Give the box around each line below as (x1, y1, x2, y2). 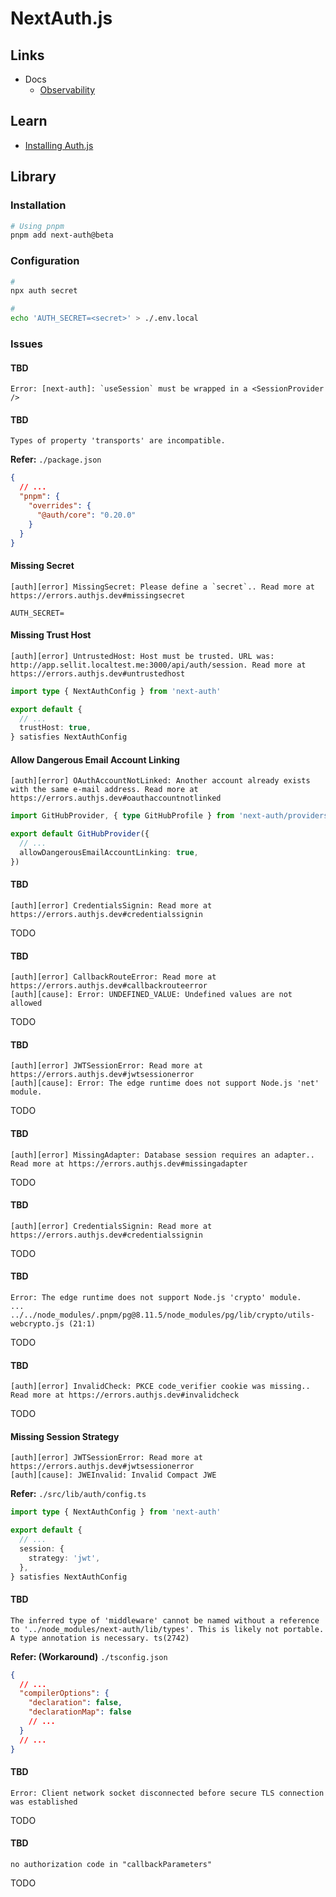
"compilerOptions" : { (19, 1688, 110, 1699)
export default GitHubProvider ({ (10, 829, 150, 839)
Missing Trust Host (10, 629, 92, 641)
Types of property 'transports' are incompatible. (10, 436, 226, 446)
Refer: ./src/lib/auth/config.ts (10, 1488, 147, 1500)
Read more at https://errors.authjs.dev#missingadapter (10, 1158, 248, 1169)
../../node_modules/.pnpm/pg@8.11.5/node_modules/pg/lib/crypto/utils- (10, 1310, 315, 1320)
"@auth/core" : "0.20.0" (36, 510, 137, 520)
